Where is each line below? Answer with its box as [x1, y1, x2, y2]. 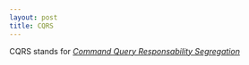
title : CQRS [9, 21, 54, 30]
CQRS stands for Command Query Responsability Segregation [9, 45, 240, 56]
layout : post [9, 12, 58, 22]
